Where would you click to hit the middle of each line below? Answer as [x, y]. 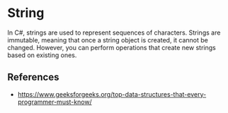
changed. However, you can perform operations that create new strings [112, 47]
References [33, 77]
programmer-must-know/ [55, 102]
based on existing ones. [42, 55]
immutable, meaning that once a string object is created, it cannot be [108, 40]
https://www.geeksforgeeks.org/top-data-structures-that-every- [112, 94]
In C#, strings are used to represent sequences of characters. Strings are [114, 32]
